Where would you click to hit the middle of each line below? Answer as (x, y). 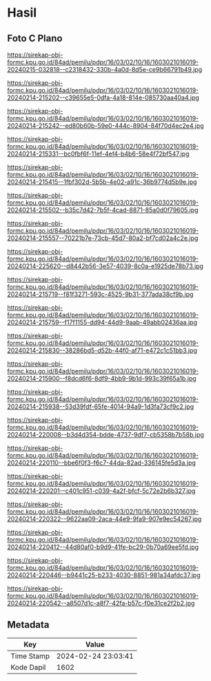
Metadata (28, 625)
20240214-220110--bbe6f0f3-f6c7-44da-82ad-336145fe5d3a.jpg (102, 463)
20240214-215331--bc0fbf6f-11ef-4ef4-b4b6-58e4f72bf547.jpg (98, 154)
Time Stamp (30, 656)
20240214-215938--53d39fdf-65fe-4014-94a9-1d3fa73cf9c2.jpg (101, 407)
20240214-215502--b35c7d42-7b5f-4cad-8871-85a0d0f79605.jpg (103, 210)
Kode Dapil (28, 667)
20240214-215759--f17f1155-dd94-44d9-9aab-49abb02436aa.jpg (102, 322)
